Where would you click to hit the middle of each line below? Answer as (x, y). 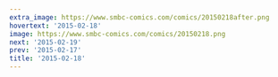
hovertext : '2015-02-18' (55, 26)
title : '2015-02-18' (48, 58)
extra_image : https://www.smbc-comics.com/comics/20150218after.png (139, 17)
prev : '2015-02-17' (46, 50)
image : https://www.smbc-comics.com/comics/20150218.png (118, 34)
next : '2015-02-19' (46, 42)
